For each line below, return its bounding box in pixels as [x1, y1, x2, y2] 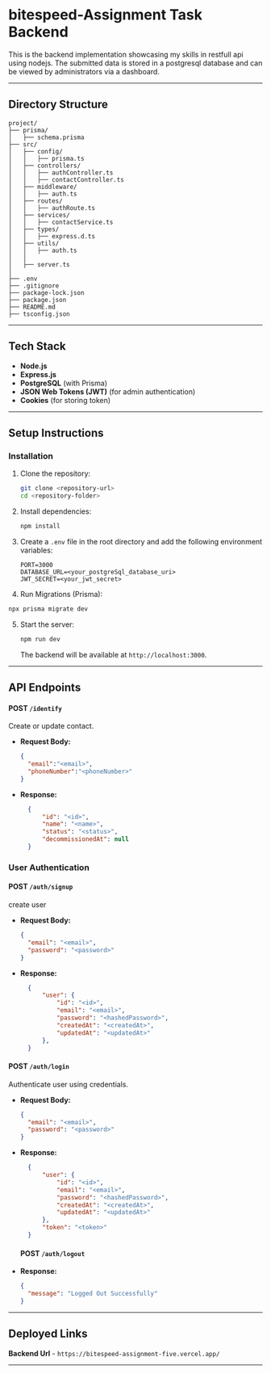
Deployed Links [8, 1327, 88, 1341]
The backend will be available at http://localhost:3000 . [19, 649, 207, 659]
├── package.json [8, 296, 67, 304]
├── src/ [8, 140, 38, 149]
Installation [8, 450, 54, 461]
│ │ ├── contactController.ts [8, 175, 125, 183]
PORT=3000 [19, 561, 54, 569]
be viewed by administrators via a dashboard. [8, 66, 160, 76]
